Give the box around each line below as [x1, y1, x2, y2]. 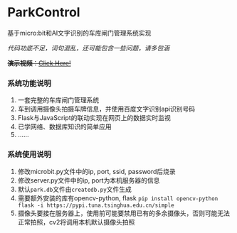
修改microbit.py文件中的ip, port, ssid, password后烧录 [17, 167, 176, 175]
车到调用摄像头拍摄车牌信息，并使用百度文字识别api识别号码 [17, 104, 196, 114]
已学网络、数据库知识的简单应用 [17, 122, 112, 131]
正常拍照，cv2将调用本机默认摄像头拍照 [17, 217, 135, 226]
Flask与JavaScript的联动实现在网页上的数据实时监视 [17, 114, 171, 122]
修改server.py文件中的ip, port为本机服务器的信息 [17, 175, 160, 185]
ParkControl [7, 4, 80, 21]
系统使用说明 [7, 150, 52, 160]
